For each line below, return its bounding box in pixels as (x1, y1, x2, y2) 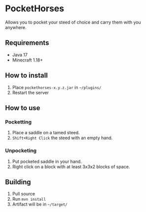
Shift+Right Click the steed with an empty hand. (12, 135, 113, 141)
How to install (5, 71, 48, 80)
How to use (5, 104, 40, 112)
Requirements (5, 39, 49, 47)
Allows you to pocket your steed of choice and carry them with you (5, 19, 141, 25)
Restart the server (12, 90, 49, 95)
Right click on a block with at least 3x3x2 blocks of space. (12, 163, 130, 170)
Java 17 (12, 52, 28, 58)
